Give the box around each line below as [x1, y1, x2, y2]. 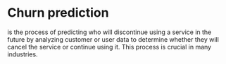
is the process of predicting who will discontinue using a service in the [7, 28, 212, 36]
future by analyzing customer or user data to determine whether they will [7, 35, 220, 43]
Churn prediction [7, 5, 109, 21]
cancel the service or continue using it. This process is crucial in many [7, 42, 212, 51]
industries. [7, 50, 38, 58]
